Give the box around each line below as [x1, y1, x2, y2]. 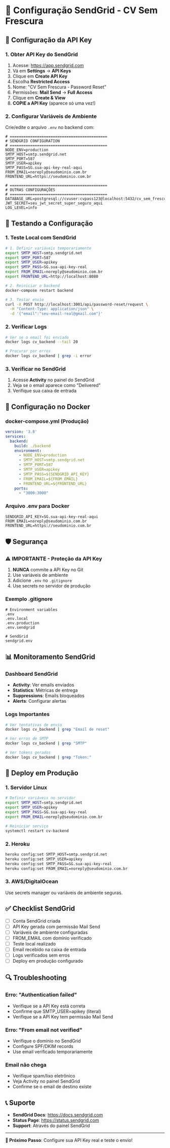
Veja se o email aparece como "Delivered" [12, 382, 101, 388]
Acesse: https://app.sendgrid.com [12, 62, 84, 68]
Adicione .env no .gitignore [12, 577, 72, 583]
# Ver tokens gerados [5, 750, 51, 756]
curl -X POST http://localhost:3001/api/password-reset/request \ [5, 302, 148, 307]
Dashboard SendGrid [5, 670, 58, 677]
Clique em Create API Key [12, 73, 67, 79]
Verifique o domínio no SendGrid [12, 1038, 81, 1044]
